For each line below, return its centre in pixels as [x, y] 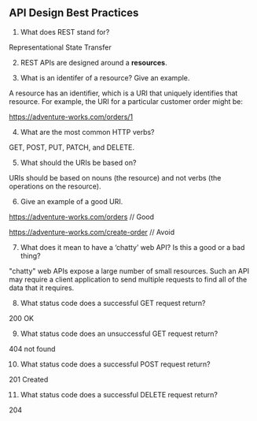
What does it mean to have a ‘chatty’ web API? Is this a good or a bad [132, 247]
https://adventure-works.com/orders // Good [82, 217]
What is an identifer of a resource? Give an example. [105, 77]
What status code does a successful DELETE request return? [119, 394]
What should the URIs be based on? [78, 162]
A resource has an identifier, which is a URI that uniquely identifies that [123, 93]
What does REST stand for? [65, 32]
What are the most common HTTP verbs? [88, 132]
